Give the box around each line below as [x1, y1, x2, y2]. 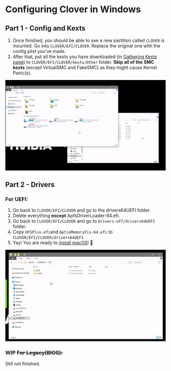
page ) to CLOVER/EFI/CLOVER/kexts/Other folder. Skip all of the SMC [12, 59, 154, 65]
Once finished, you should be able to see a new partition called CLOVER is [12, 37, 165, 43]
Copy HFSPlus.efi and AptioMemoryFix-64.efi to [12, 229, 113, 235]
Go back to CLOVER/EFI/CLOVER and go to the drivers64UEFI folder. [12, 207, 151, 214]
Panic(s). [12, 70, 32, 76]
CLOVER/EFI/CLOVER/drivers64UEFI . [12, 234, 85, 241]
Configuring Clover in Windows [5, 4, 141, 15]
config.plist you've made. [12, 48, 66, 54]
